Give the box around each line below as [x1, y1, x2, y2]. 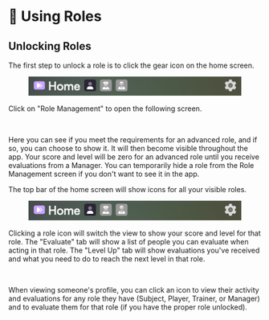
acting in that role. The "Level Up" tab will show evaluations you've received [8, 245, 260, 255]
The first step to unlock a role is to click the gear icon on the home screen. [8, 60, 255, 70]
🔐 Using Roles [8, 7, 102, 26]
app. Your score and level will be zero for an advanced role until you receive [8, 152, 259, 162]
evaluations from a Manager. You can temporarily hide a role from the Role [8, 161, 255, 170]
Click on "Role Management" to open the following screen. [8, 104, 202, 113]
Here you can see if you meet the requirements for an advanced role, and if [8, 135, 258, 145]
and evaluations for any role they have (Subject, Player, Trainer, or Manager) [8, 293, 260, 303]
